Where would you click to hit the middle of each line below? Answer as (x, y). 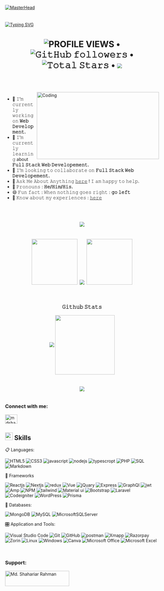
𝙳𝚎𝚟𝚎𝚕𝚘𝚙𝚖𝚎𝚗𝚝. (23, 126)
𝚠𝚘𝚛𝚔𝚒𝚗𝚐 (23, 116)
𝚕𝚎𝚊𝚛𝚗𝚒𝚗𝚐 (23, 154)
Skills (22, 438)
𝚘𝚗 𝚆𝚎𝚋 (20, 121)
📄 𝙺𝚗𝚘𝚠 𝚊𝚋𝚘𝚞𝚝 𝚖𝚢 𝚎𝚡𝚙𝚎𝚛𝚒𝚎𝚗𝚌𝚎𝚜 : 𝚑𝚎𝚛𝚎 (57, 198)
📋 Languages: (20, 450)
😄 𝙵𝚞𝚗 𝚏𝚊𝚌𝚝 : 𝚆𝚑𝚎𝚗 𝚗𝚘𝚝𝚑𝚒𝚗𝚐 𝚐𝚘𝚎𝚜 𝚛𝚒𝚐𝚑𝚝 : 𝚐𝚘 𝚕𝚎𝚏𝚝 (71, 192)
